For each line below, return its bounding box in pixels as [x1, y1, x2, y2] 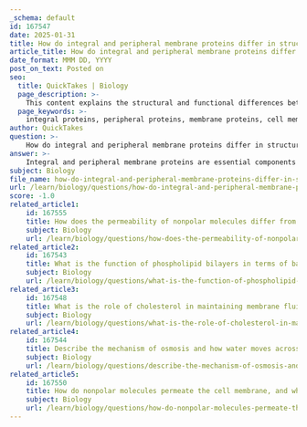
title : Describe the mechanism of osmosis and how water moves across [26, 344, 301, 353]
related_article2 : [9, 243, 79, 252]
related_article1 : [9, 200, 79, 210]
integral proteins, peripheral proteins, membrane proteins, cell [26, 115, 284, 124]
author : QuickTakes [9, 124, 84, 133]
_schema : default [9, 13, 76, 23]
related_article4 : [9, 328, 79, 337]
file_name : [9, 174, 51, 183]
